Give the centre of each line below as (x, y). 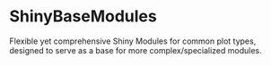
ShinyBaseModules (83, 16)
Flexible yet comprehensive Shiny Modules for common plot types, (133, 41)
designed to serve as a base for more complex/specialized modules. (135, 50)
